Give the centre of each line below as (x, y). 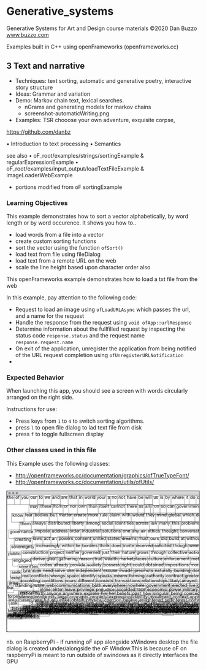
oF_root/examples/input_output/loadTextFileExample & (75, 168)
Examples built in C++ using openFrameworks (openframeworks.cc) (93, 47)
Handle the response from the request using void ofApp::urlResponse (103, 323)
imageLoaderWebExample (40, 175)
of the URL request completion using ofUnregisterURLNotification (99, 355)
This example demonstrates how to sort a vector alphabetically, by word (97, 217)
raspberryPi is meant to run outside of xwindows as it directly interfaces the (102, 655)
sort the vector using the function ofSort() (69, 248)
